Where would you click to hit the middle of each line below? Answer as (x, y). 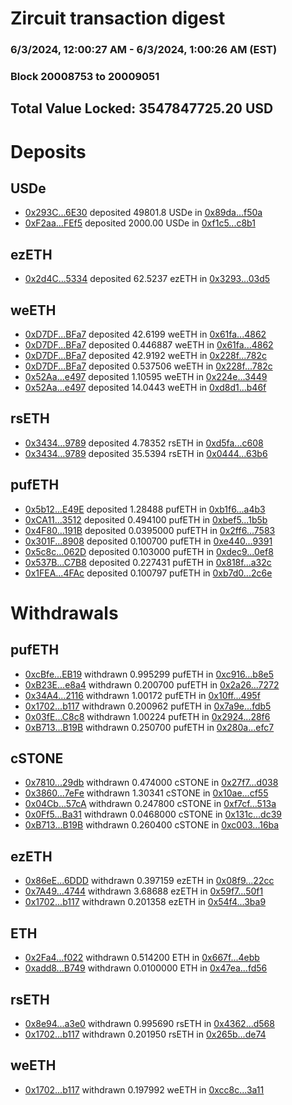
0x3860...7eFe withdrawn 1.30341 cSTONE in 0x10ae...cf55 (146, 793)
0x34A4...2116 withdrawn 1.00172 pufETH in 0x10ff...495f (142, 695)
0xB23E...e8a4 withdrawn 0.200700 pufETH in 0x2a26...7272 (152, 684)
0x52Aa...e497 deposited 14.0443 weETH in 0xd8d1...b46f (145, 388)
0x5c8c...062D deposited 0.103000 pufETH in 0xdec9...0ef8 (149, 551)
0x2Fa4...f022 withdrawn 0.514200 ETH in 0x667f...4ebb (142, 958)
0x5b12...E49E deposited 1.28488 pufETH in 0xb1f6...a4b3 (145, 509)
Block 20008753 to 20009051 (85, 77)
